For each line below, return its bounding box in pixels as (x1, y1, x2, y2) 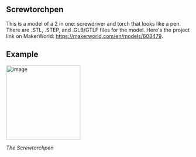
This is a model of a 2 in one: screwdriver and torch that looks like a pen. (6, 20, 181, 27)
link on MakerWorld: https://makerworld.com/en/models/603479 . (6, 32, 163, 40)
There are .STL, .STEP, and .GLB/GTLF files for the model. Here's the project (6, 26, 190, 33)
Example (6, 50, 39, 60)
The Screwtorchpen (6, 144, 54, 151)
